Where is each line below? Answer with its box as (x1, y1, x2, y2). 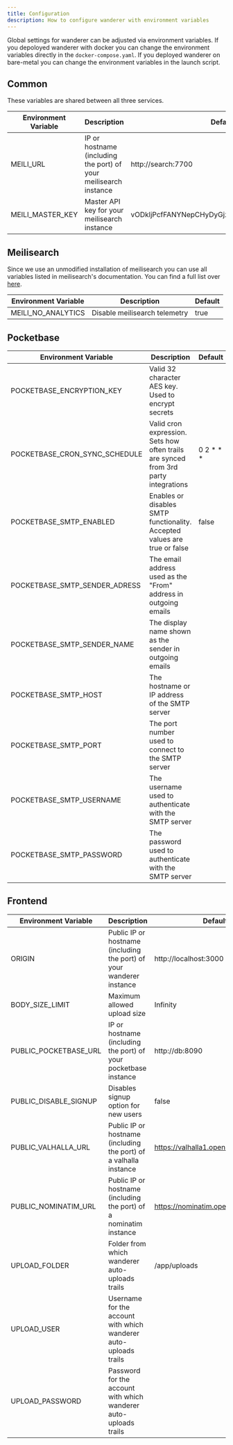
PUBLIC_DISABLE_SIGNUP (10, 1096, 98, 1106)
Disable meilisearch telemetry (91, 308, 189, 318)
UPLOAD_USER (10, 1324, 60, 1334)
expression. (148, 427, 187, 437)
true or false (148, 543, 189, 553)
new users (107, 1109, 142, 1119)
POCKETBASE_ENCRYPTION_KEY (10, 385, 123, 395)
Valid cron (148, 419, 182, 428)
